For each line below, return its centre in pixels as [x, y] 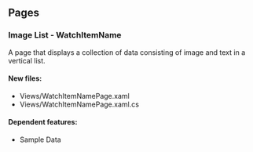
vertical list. [27, 60]
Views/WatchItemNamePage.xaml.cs [79, 104]
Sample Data [40, 139]
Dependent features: [43, 122]
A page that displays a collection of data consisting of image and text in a [127, 52]
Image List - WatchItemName [65, 35]
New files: [25, 78]
